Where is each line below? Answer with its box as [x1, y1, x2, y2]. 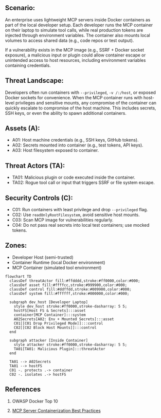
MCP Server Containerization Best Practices [12, 407, 101, 413]
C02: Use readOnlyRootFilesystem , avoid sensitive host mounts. [12, 212, 140, 218]
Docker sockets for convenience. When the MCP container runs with [5, 94, 143, 100]
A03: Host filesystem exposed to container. [12, 147, 99, 153]
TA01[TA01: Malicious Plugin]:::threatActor [14, 346, 106, 351]
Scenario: [5, 4, 36, 12]
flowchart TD [5, 274, 32, 279]
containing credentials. [5, 62, 51, 68]
